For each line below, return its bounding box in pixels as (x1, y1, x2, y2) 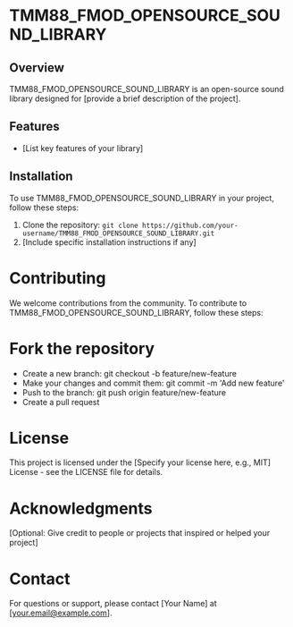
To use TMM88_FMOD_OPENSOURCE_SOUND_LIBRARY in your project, (9, 192, 275, 203)
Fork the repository (9, 338, 155, 359)
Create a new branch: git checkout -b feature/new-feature (21, 368, 237, 378)
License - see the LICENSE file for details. (9, 467, 163, 478)
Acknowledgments (9, 498, 154, 519)
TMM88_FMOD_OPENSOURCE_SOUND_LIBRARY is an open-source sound (9, 84, 284, 94)
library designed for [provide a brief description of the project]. (9, 93, 241, 104)
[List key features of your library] (21, 142, 144, 153)
